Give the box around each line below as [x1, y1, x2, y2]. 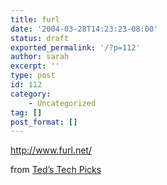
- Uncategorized [28, 98, 97, 108]
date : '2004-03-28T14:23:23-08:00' [10, 24, 159, 34]
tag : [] [10, 107, 43, 118]
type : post [10, 71, 56, 81]
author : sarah [10, 52, 70, 62]
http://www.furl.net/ [10, 144, 92, 156]
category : [10, 89, 52, 99]
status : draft [10, 33, 70, 43]
